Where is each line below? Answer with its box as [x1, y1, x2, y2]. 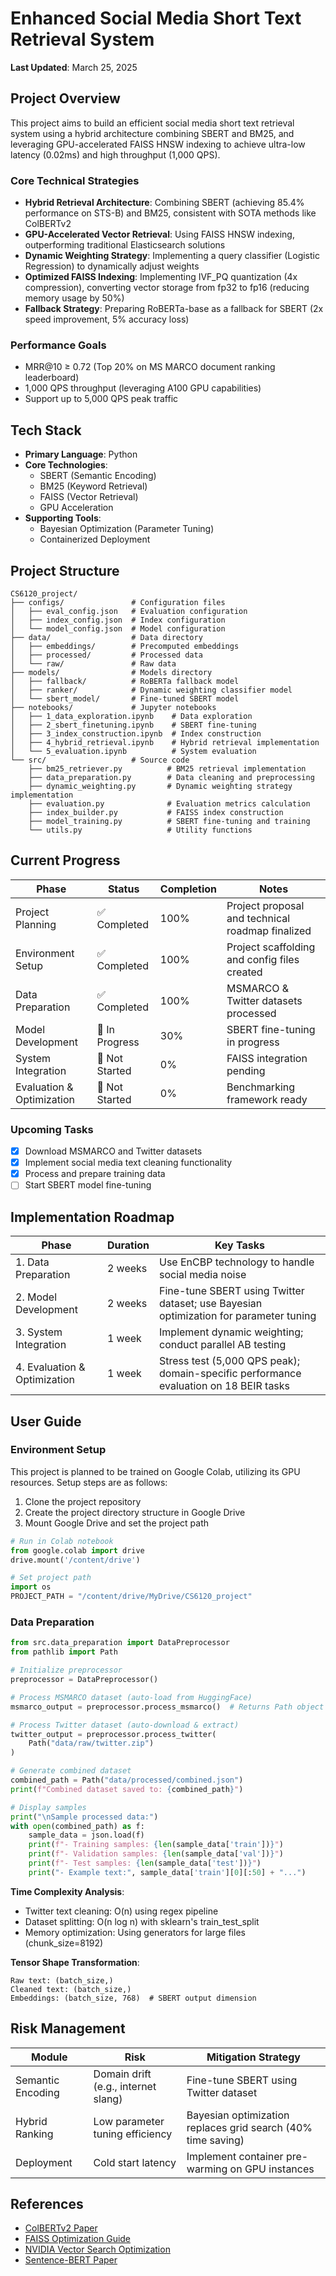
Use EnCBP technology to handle [159, 1255, 315, 1269]
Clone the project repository [24, 1495, 142, 1507]
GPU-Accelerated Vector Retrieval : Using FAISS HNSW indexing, [24, 228, 295, 241]
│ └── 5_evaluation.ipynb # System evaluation [10, 746, 257, 756]
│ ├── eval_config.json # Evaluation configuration [10, 606, 248, 616]
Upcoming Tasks [10, 1122, 94, 1136]
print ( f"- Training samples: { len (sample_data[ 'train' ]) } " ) [28, 1840, 284, 1850]
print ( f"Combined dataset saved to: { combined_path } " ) [10, 1784, 244, 1794]
